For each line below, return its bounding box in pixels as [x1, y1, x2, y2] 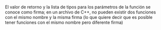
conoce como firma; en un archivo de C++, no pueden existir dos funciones [5, 9, 156, 15]
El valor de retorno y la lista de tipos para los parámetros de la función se [5, 4, 151, 10]
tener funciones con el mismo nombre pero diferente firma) [5, 19, 123, 25]
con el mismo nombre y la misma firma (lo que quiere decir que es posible [5, 15, 153, 20]
